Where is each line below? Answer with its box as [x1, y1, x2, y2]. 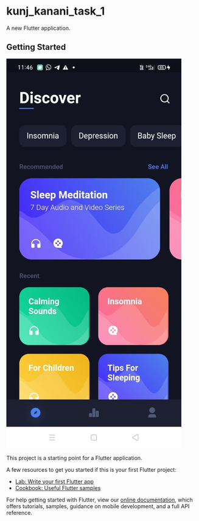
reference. [6, 509, 32, 516]
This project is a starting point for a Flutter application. [6, 454, 142, 461]
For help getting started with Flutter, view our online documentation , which [6, 496, 194, 503]
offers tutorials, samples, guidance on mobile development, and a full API [6, 502, 190, 509]
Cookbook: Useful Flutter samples [15, 484, 101, 491]
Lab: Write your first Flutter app [15, 478, 94, 485]
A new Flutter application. [6, 24, 71, 32]
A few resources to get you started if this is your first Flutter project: [6, 466, 176, 473]
